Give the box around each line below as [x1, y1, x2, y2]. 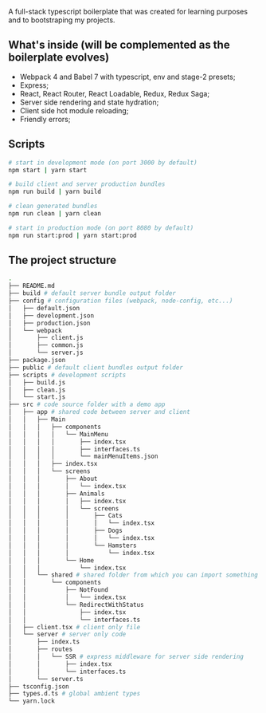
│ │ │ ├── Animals [8, 490, 105, 498]
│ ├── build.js [8, 378, 66, 386]
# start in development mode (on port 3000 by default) [8, 159, 198, 167]
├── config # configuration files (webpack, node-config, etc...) [8, 297, 233, 305]
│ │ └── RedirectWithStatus [8, 601, 145, 609]
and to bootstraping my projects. [8, 15, 115, 25]
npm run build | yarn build [8, 187, 102, 196]
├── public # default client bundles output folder [8, 363, 183, 372]
